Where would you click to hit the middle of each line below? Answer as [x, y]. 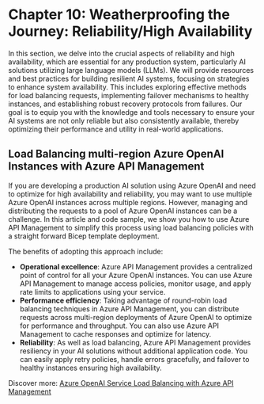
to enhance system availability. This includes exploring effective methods [127, 87]
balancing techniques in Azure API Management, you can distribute [129, 309]
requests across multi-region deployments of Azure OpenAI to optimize [136, 317]
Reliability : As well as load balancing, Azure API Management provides [135, 342]
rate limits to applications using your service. [92, 292]
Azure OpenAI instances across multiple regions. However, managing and [128, 202]
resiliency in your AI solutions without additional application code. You [134, 351]
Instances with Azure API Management [106, 167]
